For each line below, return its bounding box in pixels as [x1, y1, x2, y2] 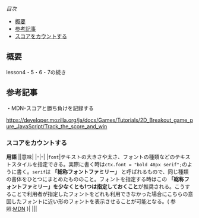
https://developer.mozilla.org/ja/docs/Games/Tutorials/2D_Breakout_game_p [6, 116, 194, 124]
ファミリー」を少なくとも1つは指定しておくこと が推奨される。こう [21, 183, 185, 190]
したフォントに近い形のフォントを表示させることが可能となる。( [11, 198, 169, 205]
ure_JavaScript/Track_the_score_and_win [6, 122, 108, 129]
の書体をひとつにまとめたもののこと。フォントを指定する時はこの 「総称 [6, 175, 184, 182]
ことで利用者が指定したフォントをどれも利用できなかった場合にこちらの [11, 190, 188, 197]
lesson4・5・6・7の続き [6, 68, 67, 75]
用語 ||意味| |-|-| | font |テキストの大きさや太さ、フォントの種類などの [6, 153, 175, 160]
